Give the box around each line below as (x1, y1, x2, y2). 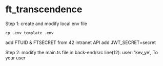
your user (5, 55, 26, 61)
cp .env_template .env (5, 30, 54, 35)
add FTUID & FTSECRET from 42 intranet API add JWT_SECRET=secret (5, 39, 156, 46)
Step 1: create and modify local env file (5, 20, 88, 27)
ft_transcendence (5, 4, 83, 15)
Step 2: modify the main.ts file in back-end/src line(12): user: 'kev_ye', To (5, 49, 158, 55)
